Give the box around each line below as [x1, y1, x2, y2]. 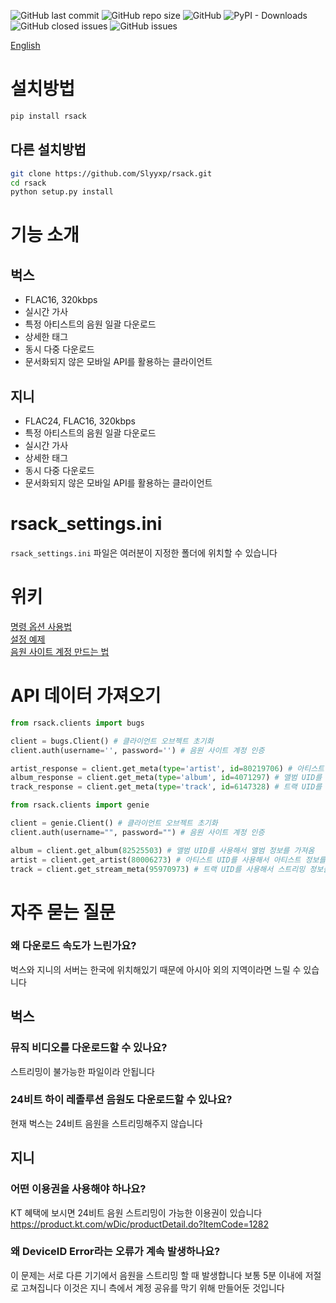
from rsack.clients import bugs [10, 718, 145, 728]
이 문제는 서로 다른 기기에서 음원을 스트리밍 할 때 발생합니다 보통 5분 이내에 [10, 1269, 303, 1281]
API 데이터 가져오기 [10, 685, 162, 707]
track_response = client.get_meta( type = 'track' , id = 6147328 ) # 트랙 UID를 [10, 782, 323, 792]
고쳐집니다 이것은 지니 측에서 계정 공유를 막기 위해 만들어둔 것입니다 [20, 1281, 285, 1294]
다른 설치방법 [10, 141, 87, 159]
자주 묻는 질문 [10, 901, 116, 924]
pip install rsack [10, 111, 87, 121]
